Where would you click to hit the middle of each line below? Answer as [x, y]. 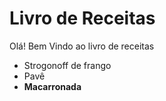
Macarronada [52, 86]
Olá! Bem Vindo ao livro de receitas [82, 46]
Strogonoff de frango [67, 65]
